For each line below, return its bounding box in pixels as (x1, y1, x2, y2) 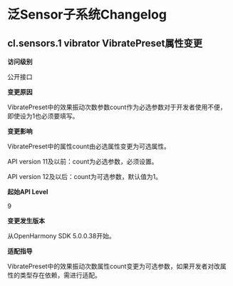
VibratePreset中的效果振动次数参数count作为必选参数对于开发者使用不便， (7, 103, 227, 111)
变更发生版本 (7, 217, 45, 225)
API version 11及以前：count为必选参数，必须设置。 (7, 158, 158, 165)
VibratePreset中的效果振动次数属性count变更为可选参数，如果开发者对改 (7, 262, 221, 270)
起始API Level (7, 188, 48, 196)
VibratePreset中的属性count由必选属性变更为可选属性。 (7, 142, 171, 150)
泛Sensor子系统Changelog (7, 6, 167, 23)
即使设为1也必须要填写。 (7, 112, 79, 120)
